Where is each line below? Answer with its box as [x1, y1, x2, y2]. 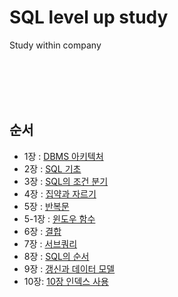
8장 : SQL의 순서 [23, 250, 90, 262]
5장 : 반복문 [23, 200, 70, 212]
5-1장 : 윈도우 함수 [23, 212, 96, 225]
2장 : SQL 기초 [23, 162, 82, 175]
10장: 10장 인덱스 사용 [23, 275, 109, 287]
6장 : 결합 [23, 225, 62, 237]
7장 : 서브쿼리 [23, 237, 78, 250]
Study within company [9, 39, 102, 51]
